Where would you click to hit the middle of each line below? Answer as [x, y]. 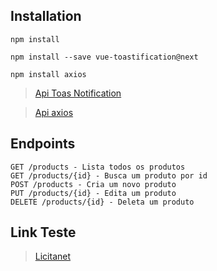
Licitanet [53, 256]
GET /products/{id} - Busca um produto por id [109, 175]
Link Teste [43, 232]
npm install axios [48, 74]
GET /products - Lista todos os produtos [98, 167]
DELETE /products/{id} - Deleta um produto [102, 202]
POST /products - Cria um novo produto [93, 184]
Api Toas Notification [78, 93]
